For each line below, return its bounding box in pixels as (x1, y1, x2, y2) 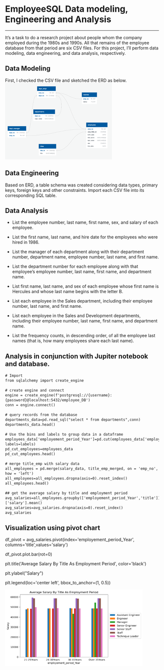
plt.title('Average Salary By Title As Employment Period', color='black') (5, 561, 146, 566)
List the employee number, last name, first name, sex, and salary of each (12, 219, 159, 226)
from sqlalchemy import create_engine (5, 378, 84, 383)
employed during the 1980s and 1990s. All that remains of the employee (5, 40, 150, 46)
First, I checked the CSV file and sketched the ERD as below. (5, 77, 127, 83)
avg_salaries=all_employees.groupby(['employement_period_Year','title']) (5, 496, 161, 501)
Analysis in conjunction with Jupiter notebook (5, 352, 148, 360)
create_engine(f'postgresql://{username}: (24, 393, 112, 398)
